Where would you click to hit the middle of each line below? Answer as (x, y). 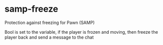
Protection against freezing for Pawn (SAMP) (50, 22)
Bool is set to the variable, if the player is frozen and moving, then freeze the (81, 32)
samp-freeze (31, 9)
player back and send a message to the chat (49, 37)
